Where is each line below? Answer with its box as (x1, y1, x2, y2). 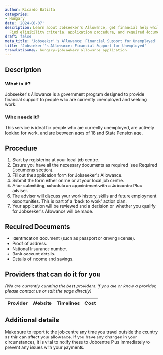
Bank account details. (12, 251, 56, 257)
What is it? (5, 80, 31, 87)
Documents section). (12, 167, 54, 173)
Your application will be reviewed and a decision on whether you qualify (12, 203, 156, 209)
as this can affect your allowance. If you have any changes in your (5, 334, 137, 340)
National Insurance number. (12, 246, 68, 252)
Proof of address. (12, 241, 48, 247)
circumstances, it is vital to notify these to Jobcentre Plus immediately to (5, 339, 150, 345)
